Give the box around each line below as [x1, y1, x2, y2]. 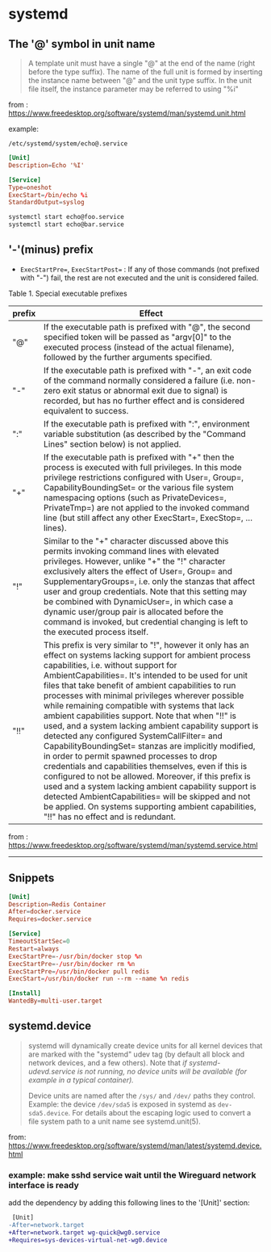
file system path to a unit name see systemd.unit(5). [27, 1116, 202, 1126]
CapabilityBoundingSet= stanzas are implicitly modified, [43, 740, 256, 751]
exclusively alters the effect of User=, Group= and [43, 565, 232, 577]
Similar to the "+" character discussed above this [43, 535, 229, 546]
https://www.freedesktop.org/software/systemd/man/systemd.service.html [8, 840, 258, 850]
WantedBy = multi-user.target [8, 997, 103, 1006]
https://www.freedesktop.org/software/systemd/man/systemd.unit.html [8, 108, 246, 118]
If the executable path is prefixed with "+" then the [43, 452, 235, 463]
